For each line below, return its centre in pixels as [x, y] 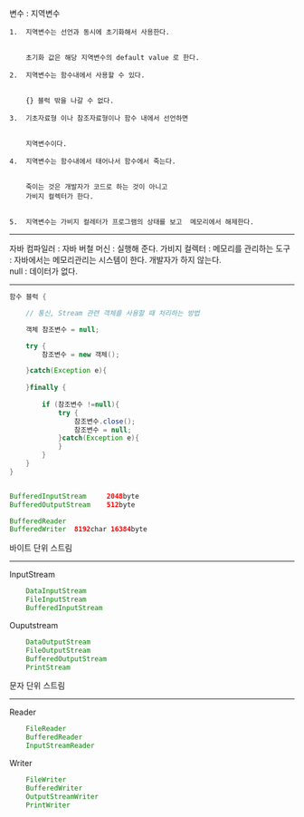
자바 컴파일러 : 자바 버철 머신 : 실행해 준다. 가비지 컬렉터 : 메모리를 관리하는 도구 [150, 248]
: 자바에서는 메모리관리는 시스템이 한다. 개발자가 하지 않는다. [115, 260]
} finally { [46, 388]
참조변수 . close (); [104, 421]
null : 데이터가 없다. [44, 271]
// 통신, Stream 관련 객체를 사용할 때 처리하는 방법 [113, 313]
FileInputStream [57, 600]
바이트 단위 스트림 [41, 548]
